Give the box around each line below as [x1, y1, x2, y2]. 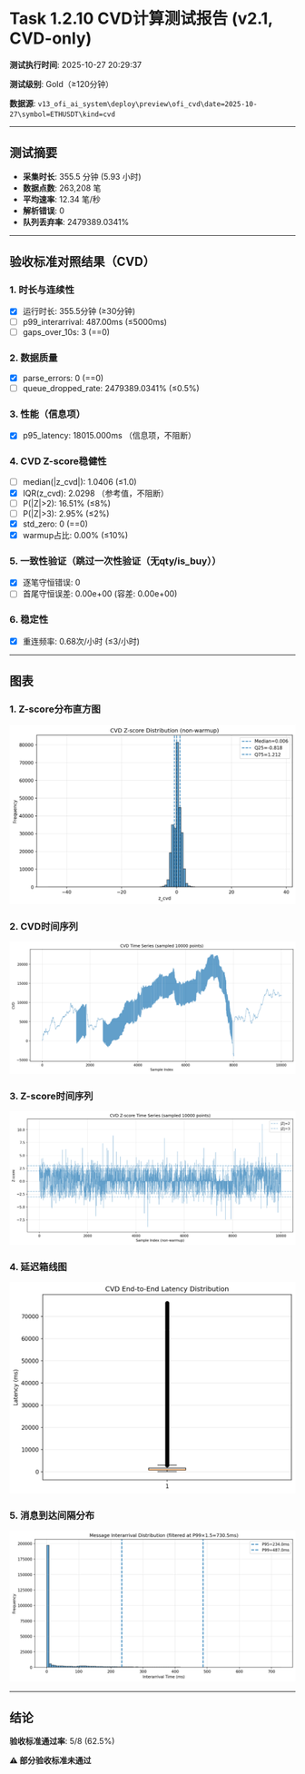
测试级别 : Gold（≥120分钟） [9, 78, 114, 89]
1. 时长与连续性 [9, 283, 75, 296]
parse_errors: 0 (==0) [22, 372, 104, 383]
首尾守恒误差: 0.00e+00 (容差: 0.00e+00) [22, 588, 178, 599]
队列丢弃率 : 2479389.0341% [22, 216, 130, 227]
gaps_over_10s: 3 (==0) [22, 326, 111, 337]
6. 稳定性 [9, 614, 49, 626]
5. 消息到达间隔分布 [9, 1509, 95, 1522]
